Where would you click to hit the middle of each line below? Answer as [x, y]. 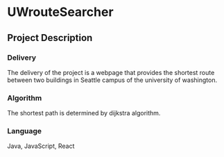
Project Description [50, 38]
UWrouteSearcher [60, 12]
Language [25, 131]
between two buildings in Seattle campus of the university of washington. [112, 80]
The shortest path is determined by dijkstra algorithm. [84, 113]
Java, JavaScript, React [41, 146]
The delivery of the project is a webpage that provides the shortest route [111, 72]
